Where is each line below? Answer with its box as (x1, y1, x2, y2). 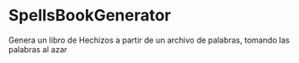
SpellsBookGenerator (8, 5, 172, 26)
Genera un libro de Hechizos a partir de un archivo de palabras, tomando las (8, 35, 290, 45)
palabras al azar (8, 43, 68, 54)
